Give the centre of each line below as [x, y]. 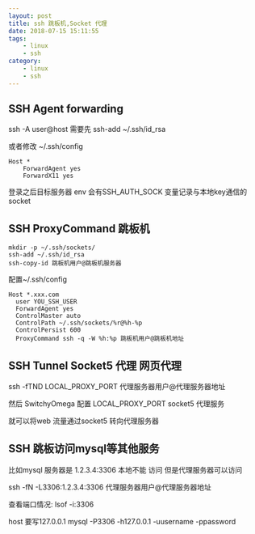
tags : [17, 38]
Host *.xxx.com [34, 295]
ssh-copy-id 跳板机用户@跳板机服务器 [65, 264]
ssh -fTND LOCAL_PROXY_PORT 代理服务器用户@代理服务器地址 [117, 387]
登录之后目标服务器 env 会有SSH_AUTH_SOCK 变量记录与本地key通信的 [128, 192]
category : [25, 61]
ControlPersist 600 [48, 330]
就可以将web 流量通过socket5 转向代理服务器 [84, 421]
